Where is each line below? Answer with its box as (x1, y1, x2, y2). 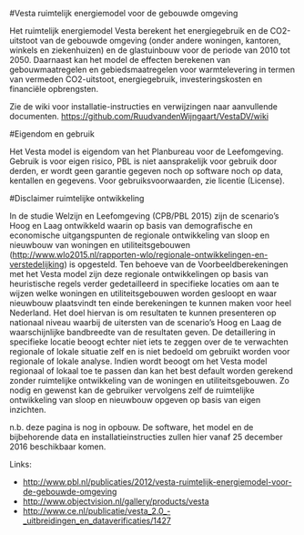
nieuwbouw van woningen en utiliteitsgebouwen (9, 240, 191, 250)
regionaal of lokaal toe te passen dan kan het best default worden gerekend (9, 365, 293, 376)
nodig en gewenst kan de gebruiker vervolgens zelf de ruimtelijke (9, 385, 255, 396)
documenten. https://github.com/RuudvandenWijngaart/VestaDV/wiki (9, 111, 269, 121)
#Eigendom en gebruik (9, 129, 96, 139)
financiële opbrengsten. (9, 84, 98, 94)
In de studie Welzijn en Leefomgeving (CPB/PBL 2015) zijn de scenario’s (9, 211, 279, 221)
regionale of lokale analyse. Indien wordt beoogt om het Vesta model (9, 355, 268, 366)
